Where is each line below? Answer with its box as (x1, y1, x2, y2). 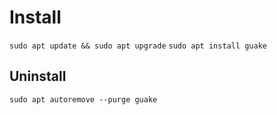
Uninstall (9, 68, 67, 85)
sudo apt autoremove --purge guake (9, 94, 158, 105)
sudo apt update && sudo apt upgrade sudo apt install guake (9, 41, 267, 51)
